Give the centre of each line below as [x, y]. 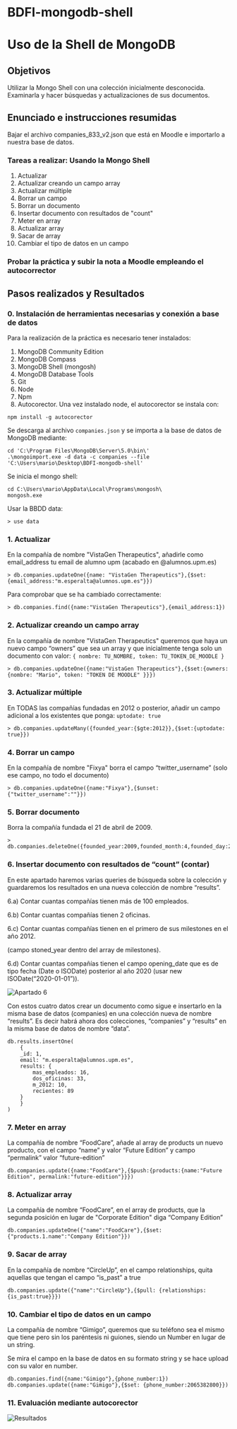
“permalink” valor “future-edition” [56, 1157]
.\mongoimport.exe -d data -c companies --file [79, 457]
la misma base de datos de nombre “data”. [69, 1028]
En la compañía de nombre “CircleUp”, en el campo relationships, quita [110, 1270]
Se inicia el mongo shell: [43, 476]
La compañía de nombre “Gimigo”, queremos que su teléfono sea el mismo [116, 1329]
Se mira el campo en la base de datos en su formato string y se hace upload [118, 1358]
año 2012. [22, 936]
